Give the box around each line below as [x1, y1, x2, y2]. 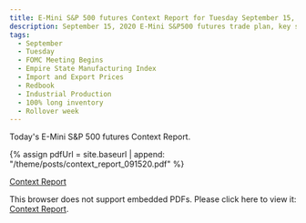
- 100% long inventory [17, 97, 104, 107]
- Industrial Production [17, 89, 112, 98]
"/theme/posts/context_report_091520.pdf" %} [9, 158, 185, 169]
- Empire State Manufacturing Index [17, 65, 157, 74]
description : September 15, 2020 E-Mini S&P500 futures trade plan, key [9, 22, 291, 31]
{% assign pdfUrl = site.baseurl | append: [9, 149, 166, 160]
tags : [9, 30, 30, 39]
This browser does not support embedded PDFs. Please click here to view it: [9, 194, 297, 205]
